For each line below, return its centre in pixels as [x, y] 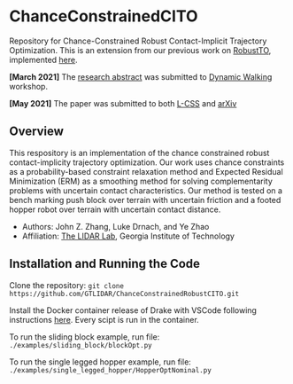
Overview [37, 132]
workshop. [29, 86]
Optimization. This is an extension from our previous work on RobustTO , [140, 50]
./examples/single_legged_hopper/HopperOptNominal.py [111, 370]
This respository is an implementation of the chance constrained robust [139, 153]
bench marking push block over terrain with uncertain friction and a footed [145, 200]
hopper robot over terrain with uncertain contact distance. [115, 209]
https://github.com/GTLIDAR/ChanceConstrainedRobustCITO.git [124, 294]
